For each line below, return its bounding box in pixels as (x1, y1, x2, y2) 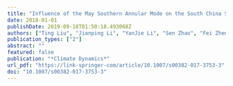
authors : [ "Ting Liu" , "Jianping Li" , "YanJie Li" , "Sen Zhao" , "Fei (7, 29, 213, 37)
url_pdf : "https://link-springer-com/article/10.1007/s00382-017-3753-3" (7, 62, 225, 69)
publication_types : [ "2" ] (7, 36, 82, 43)
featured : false (7, 49, 54, 56)
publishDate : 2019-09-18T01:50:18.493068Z (7, 23, 132, 30)
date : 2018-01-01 (7, 17, 58, 24)
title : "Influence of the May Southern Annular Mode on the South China (7, 10, 222, 17)
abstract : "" (7, 42, 45, 49)
